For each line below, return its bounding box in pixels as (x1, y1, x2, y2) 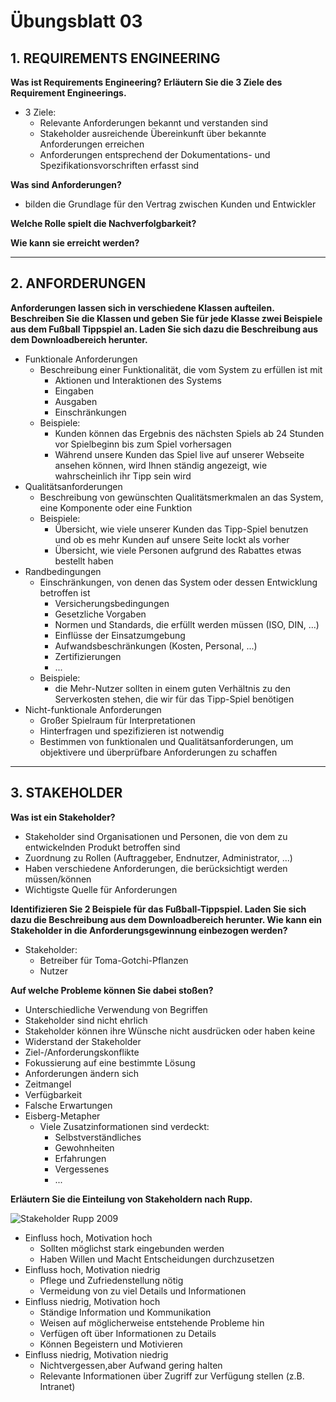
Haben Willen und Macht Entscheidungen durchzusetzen (39, 1253, 275, 1265)
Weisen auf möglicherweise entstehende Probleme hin (39, 1316, 265, 1329)
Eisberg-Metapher (24, 1110, 101, 1122)
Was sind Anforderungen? (10, 179, 122, 190)
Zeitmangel (24, 1078, 72, 1090)
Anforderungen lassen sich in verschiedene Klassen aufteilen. (10, 301, 275, 314)
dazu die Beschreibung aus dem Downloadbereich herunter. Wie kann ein (10, 913, 323, 925)
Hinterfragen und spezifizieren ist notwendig (39, 725, 225, 737)
